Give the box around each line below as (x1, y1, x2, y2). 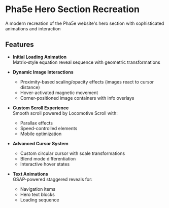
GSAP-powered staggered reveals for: (12, 176, 93, 182)
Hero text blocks (20, 191, 55, 197)
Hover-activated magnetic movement (20, 90, 98, 96)
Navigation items (20, 186, 56, 192)
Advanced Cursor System (12, 140, 69, 146)
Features (5, 40, 34, 49)
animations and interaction (5, 25, 61, 31)
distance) (20, 84, 40, 90)
